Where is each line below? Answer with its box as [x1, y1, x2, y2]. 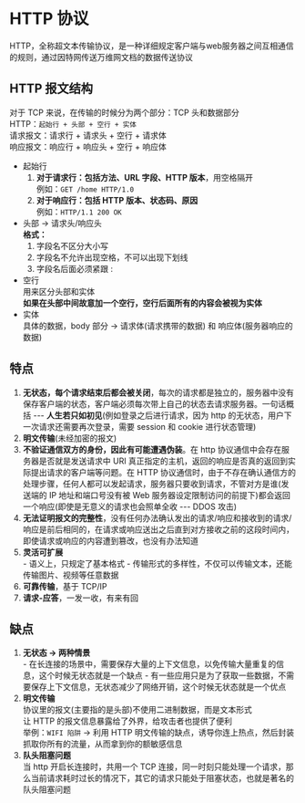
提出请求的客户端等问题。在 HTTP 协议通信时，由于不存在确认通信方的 [30, 466, 297, 477]
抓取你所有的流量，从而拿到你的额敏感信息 [22, 738, 183, 749]
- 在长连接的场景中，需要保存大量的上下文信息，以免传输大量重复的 [22, 659, 277, 670]
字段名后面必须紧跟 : [36, 263, 114, 274]
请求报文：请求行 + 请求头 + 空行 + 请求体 [9, 130, 167, 141]
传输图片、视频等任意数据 [22, 569, 119, 580]
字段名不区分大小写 [36, 240, 109, 251]
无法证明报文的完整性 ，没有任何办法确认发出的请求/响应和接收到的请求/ [22, 512, 292, 523]
